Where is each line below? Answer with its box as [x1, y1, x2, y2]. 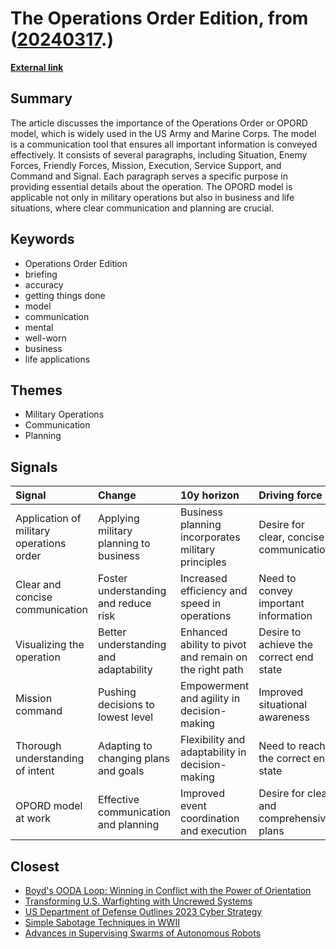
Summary [10, 90, 73, 107]
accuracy [24, 278, 64, 291]
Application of [15, 512, 82, 526]
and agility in [180, 692, 241, 706]
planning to [98, 537, 151, 551]
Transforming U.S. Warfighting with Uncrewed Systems [24, 895, 253, 907]
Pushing [98, 685, 137, 699]
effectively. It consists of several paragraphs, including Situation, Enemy [10, 148, 308, 161]
